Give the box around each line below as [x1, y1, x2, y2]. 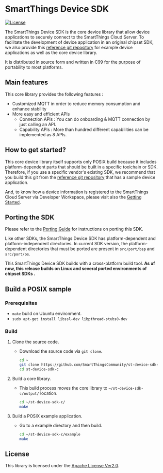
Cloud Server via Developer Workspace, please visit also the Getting [5, 194, 142, 200]
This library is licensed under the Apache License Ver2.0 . [5, 463, 120, 469]
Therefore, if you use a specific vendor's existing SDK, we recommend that [5, 169, 155, 175]
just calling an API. [19, 121, 57, 127]
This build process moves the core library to [19, 385, 108, 391]
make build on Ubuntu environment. [12, 310, 81, 317]
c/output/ [19, 391, 40, 396]
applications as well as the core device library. [5, 50, 98, 55]
